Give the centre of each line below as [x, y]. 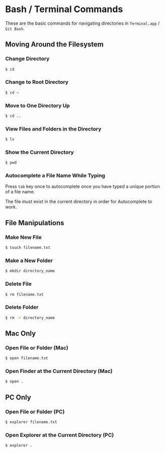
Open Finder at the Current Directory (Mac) [59, 371]
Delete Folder [22, 307]
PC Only [18, 397]
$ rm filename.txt [24, 294]
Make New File [23, 237]
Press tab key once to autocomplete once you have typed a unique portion [82, 186]
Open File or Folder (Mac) [37, 348]
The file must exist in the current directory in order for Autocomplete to [79, 202]
